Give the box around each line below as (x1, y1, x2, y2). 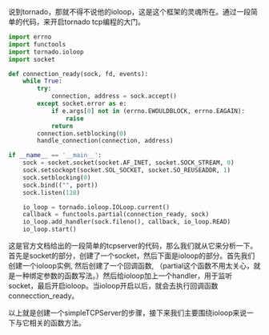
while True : (22, 77, 62, 86)
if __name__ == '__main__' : (8, 151, 102, 159)
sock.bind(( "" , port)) (22, 181, 98, 189)
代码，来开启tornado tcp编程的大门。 (22, 17, 146, 26)
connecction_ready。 (8, 291, 79, 301)
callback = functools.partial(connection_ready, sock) (22, 211, 210, 219)
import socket (8, 55, 56, 63)
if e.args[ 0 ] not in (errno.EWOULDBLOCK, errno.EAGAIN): (50, 107, 246, 115)
